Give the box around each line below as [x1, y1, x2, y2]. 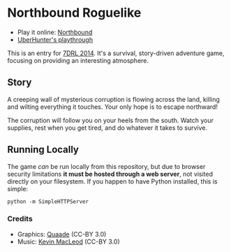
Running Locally [7, 144, 79, 156]
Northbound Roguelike [7, 5, 142, 21]
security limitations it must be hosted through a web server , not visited [7, 170, 214, 178]
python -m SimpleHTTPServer [7, 198, 89, 205]
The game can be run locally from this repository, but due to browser [7, 162, 206, 170]
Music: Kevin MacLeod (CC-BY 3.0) [17, 237, 120, 246]
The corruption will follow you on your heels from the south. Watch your [7, 116, 214, 124]
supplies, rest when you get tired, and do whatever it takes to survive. [7, 124, 208, 132]
